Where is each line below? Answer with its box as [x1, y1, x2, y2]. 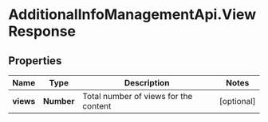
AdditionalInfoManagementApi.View [8, 6, 257, 24]
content [82, 101, 112, 112]
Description [124, 78, 170, 88]
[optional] [219, 96, 256, 106]
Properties [8, 54, 62, 67]
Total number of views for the [82, 91, 193, 101]
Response [8, 22, 77, 40]
